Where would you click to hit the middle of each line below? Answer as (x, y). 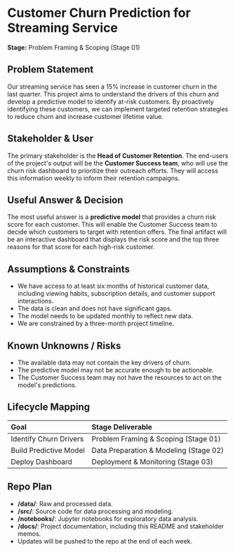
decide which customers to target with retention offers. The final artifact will (117, 232)
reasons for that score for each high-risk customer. (81, 247)
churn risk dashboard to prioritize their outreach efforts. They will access (113, 170)
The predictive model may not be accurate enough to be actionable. (115, 370)
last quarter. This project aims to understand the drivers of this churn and (113, 94)
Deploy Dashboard (41, 461)
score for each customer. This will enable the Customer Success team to (112, 225)
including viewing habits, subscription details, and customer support (116, 294)
